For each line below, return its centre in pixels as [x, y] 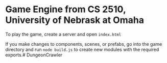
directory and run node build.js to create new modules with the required [82, 49]
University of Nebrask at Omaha [75, 20]
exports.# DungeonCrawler [34, 55]
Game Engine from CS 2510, [66, 9]
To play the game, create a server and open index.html [63, 34]
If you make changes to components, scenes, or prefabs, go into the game [84, 44]
